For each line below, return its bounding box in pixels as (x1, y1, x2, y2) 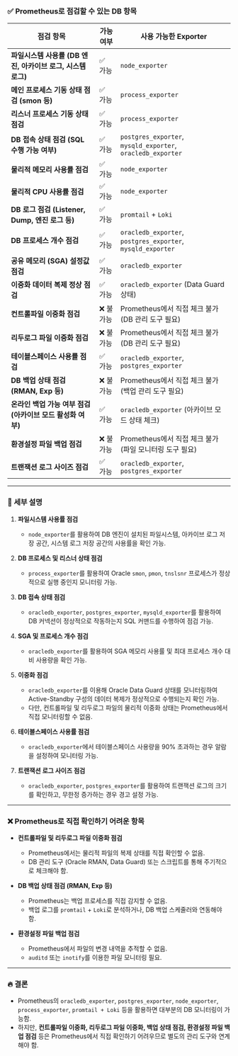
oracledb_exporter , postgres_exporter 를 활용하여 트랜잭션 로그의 (28, 781, 214, 790)
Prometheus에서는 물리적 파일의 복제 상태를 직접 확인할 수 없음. (28, 848, 205, 857)
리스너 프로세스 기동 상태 (11, 109, 89, 119)
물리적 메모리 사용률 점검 (11, 165, 89, 175)
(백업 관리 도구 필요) (120, 386, 184, 396)
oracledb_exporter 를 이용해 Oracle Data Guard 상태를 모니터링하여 (28, 686, 218, 694)
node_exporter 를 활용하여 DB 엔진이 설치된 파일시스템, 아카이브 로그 (28, 530, 218, 538)
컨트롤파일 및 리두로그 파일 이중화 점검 (17, 834, 123, 842)
